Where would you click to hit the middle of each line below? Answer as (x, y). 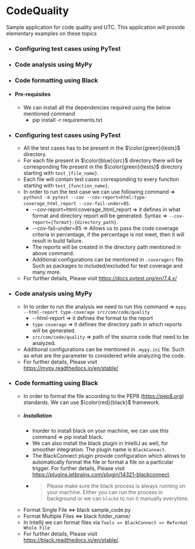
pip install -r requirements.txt (67, 120)
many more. (47, 272)
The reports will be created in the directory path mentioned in (106, 247)
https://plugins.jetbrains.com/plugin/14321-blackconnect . (101, 474)
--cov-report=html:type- (117, 198)
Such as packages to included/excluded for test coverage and (107, 266)
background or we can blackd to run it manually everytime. (118, 498)
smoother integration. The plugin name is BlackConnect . (99, 449)
